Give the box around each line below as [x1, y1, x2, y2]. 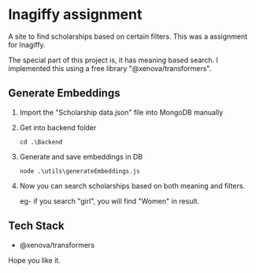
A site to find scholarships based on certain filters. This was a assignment [8, 32, 248, 41]
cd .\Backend [19, 138, 63, 146]
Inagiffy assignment [8, 6, 143, 24]
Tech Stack [8, 219, 65, 233]
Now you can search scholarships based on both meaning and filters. [19, 181, 246, 190]
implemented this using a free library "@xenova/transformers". [8, 63, 212, 73]
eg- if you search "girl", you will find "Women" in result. [19, 196, 199, 206]
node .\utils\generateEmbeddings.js [19, 167, 140, 175]
